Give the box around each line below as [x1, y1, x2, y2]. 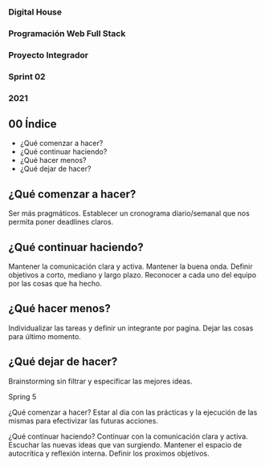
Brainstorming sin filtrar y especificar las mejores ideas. [8, 376, 193, 386]
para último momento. [8, 331, 82, 341]
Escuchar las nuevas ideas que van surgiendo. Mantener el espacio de [8, 440, 243, 449]
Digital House [8, 6, 63, 18]
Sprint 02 [8, 71, 46, 82]
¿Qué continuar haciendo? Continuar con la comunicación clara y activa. [8, 432, 249, 441]
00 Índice [8, 117, 58, 131]
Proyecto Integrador [8, 49, 88, 60]
